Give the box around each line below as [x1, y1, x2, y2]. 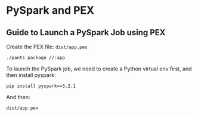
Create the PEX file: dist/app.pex [6, 43, 88, 50]
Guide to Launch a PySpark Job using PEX [6, 27, 166, 38]
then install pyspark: [6, 72, 56, 78]
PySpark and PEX [6, 4, 95, 17]
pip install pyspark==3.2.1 [6, 83, 76, 89]
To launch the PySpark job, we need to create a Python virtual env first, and [6, 65, 192, 72]
